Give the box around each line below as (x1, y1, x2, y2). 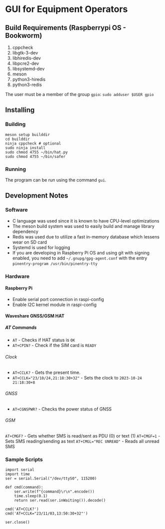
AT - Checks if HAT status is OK (12, 337, 75, 343)
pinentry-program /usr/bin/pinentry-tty (12, 261, 98, 266)
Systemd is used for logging (12, 244, 71, 250)
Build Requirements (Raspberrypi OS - (5, 23, 126, 32)
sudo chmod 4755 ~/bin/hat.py (5, 149, 68, 154)
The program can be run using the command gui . (5, 176, 106, 183)
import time (5, 471, 30, 477)
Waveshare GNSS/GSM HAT (5, 313, 65, 319)
